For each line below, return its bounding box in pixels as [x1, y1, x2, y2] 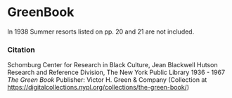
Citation [7, 45, 35, 55]
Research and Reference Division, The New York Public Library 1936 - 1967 [7, 68, 226, 77]
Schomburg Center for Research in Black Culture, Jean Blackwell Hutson [7, 61, 218, 69]
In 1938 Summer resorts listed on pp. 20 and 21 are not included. [7, 27, 195, 36]
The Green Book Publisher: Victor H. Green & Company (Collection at [7, 76, 207, 84]
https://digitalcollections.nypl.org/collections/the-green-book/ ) [7, 83, 190, 92]
